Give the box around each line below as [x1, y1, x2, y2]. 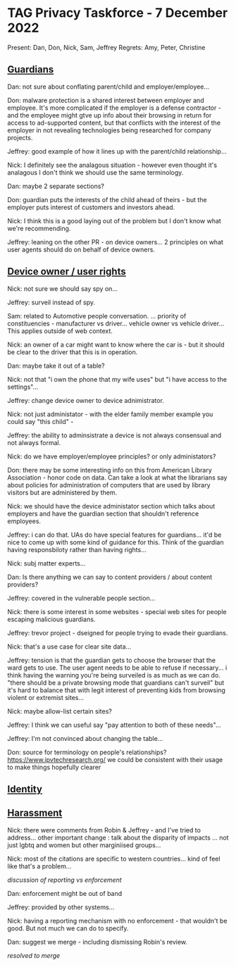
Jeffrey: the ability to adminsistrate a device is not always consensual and [7, 431, 222, 439]
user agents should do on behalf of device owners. [7, 245, 155, 254]
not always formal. [7, 438, 61, 447]
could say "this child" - [7, 417, 74, 425]
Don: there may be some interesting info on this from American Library [7, 466, 213, 474]
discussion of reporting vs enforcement [7, 875, 122, 884]
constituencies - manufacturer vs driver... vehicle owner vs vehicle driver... [7, 319, 224, 327]
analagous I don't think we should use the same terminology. [7, 168, 184, 177]
